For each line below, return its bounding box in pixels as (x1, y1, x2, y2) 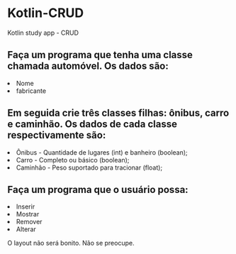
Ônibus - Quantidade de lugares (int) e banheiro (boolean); (16, 148, 188, 157)
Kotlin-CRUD (7, 5, 84, 21)
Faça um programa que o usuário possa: (7, 183, 189, 196)
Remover (16, 218, 43, 226)
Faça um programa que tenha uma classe (7, 49, 193, 61)
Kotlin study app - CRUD (7, 28, 79, 37)
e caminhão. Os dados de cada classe (7, 118, 177, 131)
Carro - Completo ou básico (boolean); (16, 155, 130, 164)
